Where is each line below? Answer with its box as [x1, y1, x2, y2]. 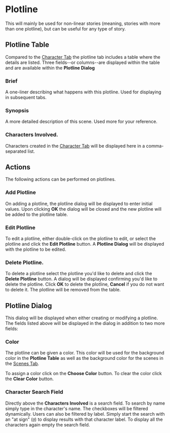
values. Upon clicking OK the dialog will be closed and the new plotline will [5, 206, 161, 212]
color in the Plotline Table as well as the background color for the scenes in [5, 355, 164, 361]
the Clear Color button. [5, 376, 54, 382]
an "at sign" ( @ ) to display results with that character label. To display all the [5, 416, 163, 422]
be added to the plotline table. [5, 211, 68, 217]
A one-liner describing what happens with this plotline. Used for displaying [5, 89, 161, 95]
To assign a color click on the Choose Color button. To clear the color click [5, 371, 162, 377]
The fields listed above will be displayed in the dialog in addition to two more [5, 320, 165, 326]
